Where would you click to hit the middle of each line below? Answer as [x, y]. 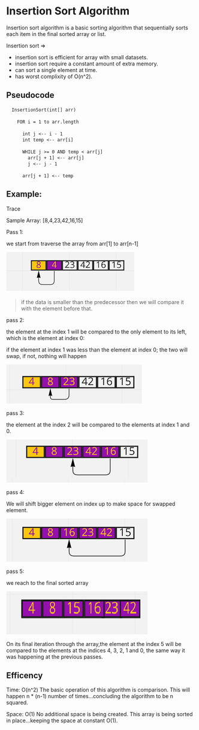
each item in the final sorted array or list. [56, 34]
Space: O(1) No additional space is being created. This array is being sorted [99, 714]
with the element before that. [57, 308]
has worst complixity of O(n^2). [54, 76]
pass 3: [15, 413]
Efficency [25, 675]
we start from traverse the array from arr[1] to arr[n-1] [73, 244]
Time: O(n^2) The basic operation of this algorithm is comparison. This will [98, 690]
